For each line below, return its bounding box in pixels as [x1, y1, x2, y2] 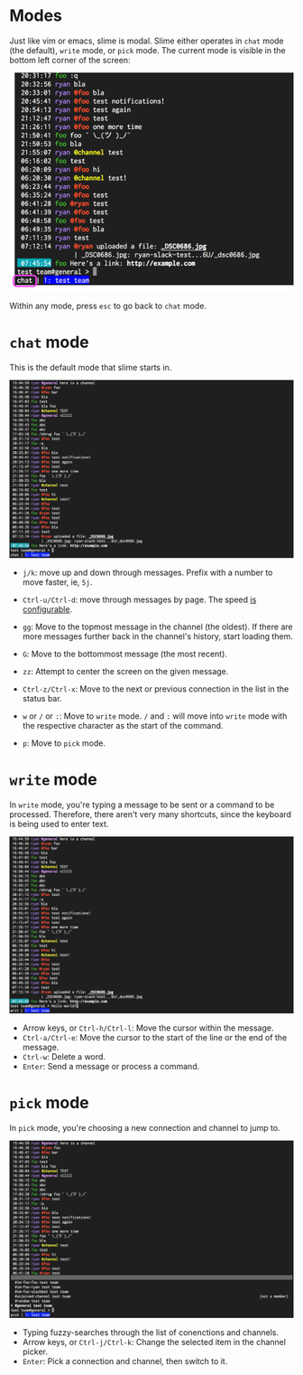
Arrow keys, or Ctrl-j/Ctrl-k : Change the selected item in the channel [22, 1336, 287, 1347]
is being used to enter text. [9, 818, 109, 829]
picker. [22, 1346, 48, 1357]
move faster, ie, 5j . [22, 576, 93, 588]
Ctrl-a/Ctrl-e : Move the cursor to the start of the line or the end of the [22, 1032, 288, 1043]
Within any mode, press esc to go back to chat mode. [9, 300, 207, 312]
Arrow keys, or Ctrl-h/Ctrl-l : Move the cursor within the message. [22, 1022, 274, 1033]
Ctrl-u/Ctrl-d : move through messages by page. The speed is [22, 594, 257, 605]
